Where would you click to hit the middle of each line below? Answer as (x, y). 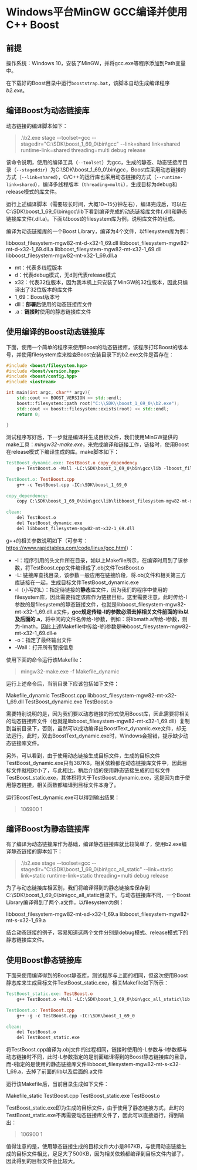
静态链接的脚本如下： (37, 851)
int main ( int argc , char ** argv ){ (48, 393)
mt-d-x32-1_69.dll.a (30, 249)
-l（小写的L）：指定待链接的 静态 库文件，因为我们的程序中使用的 (91, 589)
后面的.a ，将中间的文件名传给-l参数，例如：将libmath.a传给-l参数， (101, 619)
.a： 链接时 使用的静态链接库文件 (53, 311)
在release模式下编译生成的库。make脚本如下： (62, 452)
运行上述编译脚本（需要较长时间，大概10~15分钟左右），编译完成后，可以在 (96, 204)
